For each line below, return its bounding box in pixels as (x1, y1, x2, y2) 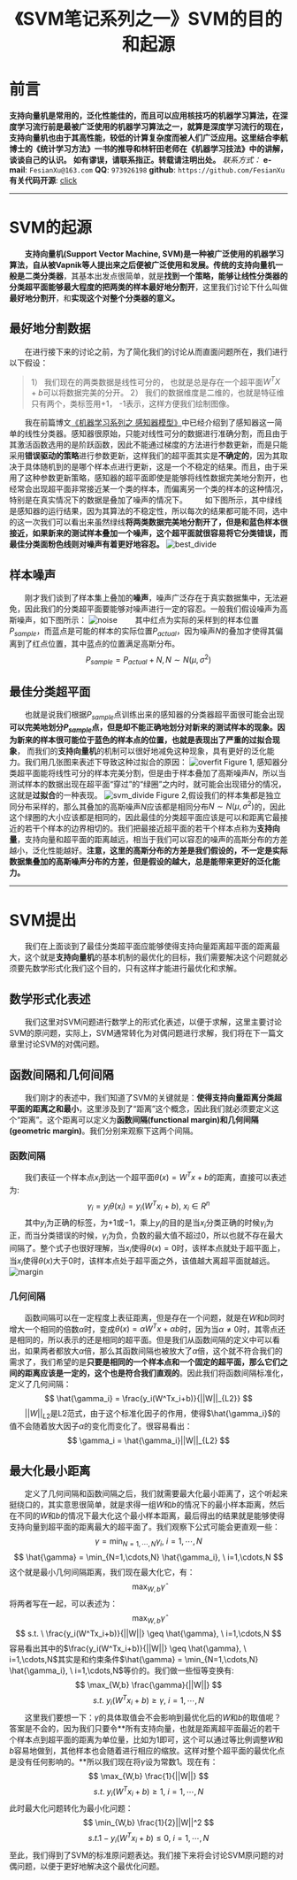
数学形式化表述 (9, 991, 91, 1007)
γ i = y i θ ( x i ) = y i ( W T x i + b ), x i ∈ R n (87, 1199, 210, 1213)
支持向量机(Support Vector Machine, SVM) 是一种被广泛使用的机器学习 (25, 248, 285, 259)
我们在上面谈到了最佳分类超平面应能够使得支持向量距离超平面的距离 (24, 941, 272, 952)
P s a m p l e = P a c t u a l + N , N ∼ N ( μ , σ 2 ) (85, 652, 212, 667)
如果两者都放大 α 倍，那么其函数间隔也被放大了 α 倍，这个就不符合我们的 (24, 1346, 283, 1356)
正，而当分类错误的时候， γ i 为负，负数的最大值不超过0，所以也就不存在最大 (9, 1230, 284, 1242)
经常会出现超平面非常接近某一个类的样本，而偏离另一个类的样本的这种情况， (9, 484, 288, 495)
